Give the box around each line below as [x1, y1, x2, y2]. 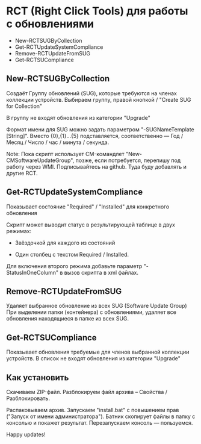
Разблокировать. [6, 395, 50, 402]
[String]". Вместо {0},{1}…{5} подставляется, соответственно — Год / [6, 132, 184, 139]
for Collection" [6, 102, 43, 110]
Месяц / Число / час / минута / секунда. [6, 139, 110, 146]
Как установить [6, 372, 69, 383]
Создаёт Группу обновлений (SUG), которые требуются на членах [6, 89, 178, 97]
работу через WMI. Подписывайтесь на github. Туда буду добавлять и [6, 163, 187, 170]
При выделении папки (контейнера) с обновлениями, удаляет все [6, 308, 176, 316]
